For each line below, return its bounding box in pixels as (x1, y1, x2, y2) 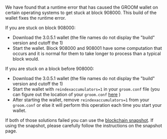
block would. (12, 56, 39, 62)
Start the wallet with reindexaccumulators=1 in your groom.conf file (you (12, 86, 160, 92)
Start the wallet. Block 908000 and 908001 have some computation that (12, 45, 162, 51)
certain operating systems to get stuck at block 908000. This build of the (5, 10, 157, 16)
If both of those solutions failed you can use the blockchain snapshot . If (5, 117, 153, 123)
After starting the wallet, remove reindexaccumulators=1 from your (12, 97, 149, 103)
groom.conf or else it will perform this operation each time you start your (12, 102, 162, 108)
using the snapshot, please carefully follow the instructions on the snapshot (5, 123, 162, 128)
